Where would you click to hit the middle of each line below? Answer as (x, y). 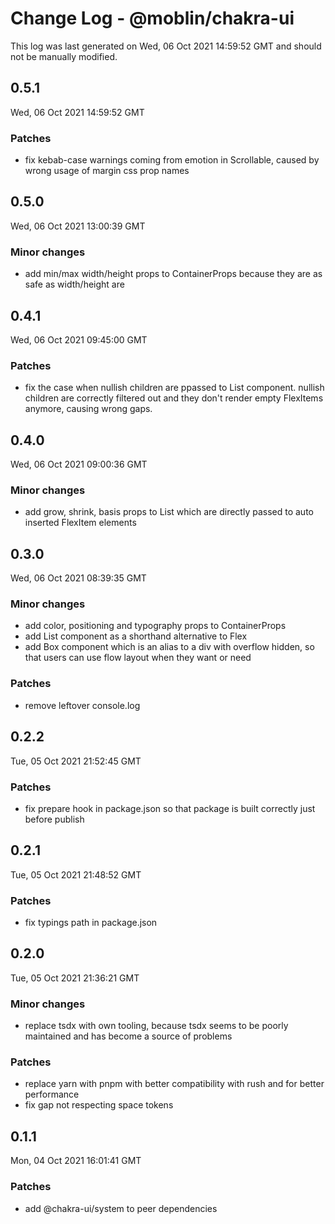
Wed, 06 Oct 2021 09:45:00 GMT (79, 339)
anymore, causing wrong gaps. (88, 409)
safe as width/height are (74, 284)
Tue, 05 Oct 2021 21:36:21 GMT (75, 978)
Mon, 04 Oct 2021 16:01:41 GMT (76, 1161)
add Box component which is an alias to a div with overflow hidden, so (169, 647)
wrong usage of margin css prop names (107, 171)
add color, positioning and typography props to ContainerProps (155, 626)
